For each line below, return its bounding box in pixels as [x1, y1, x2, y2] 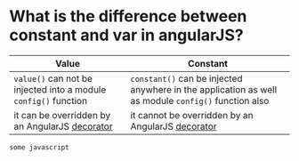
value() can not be [13, 72, 93, 85]
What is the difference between [9, 6, 247, 27]
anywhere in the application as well [130, 83, 278, 95]
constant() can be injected [130, 72, 243, 85]
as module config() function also [130, 94, 270, 107]
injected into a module [13, 83, 107, 95]
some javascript [9, 142, 69, 152]
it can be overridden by [13, 109, 111, 121]
